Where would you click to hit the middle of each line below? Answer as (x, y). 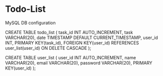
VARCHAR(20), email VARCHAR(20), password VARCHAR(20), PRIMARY (79, 63)
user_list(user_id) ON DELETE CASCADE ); (48, 48)
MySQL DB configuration (30, 23)
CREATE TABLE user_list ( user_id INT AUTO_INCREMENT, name (71, 57)
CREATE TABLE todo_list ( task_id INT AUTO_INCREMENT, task (69, 32)
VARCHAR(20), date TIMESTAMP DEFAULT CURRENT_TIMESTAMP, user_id (81, 38)
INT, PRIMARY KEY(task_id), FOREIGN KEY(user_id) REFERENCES (72, 42)
